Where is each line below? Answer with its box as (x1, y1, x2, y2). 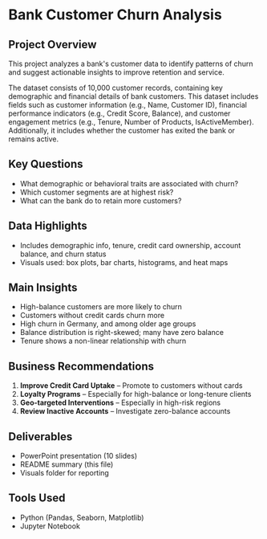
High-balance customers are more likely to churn (19, 302, 183, 312)
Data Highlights (8, 219, 88, 233)
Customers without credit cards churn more (19, 311, 165, 321)
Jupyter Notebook (19, 521, 80, 531)
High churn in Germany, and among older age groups (19, 319, 196, 329)
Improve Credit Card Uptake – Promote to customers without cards (19, 381, 243, 390)
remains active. (8, 134, 59, 144)
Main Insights (8, 281, 78, 295)
